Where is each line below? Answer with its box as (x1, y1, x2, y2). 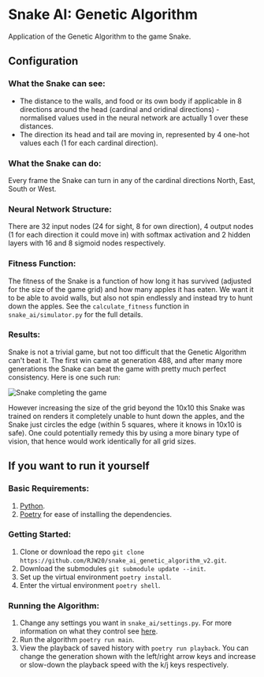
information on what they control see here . (19, 627, 158, 636)
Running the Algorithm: (8, 600, 100, 611)
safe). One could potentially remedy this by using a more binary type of (8, 428, 240, 437)
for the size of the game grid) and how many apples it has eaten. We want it (8, 284, 255, 294)
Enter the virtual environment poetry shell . (19, 580, 161, 589)
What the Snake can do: (8, 158, 102, 169)
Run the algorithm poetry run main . (19, 635, 135, 645)
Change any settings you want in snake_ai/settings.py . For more (19, 618, 232, 628)
